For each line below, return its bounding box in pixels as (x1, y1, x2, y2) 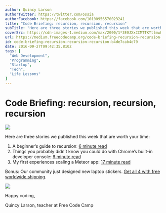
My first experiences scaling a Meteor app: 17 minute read (12, 159, 131, 165)
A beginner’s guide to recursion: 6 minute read (12, 143, 107, 149)
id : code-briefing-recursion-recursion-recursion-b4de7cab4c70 (5, 40, 138, 44)
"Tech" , (9, 67, 26, 72)
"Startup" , (9, 62, 32, 67)
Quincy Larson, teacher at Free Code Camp (5, 202, 94, 208)
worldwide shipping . (5, 173, 47, 179)
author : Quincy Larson (5, 7, 52, 12)
